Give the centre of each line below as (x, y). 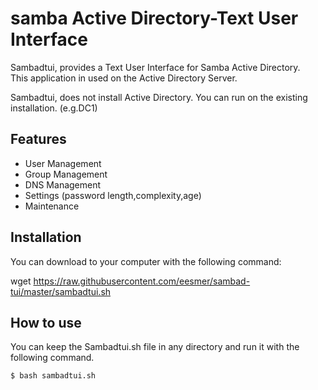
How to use (46, 322)
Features (38, 139)
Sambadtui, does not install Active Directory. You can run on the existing (159, 97)
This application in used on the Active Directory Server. (124, 78)
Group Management (66, 174)
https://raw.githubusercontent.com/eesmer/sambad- (142, 281)
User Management (63, 163)
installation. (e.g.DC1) (54, 108)
